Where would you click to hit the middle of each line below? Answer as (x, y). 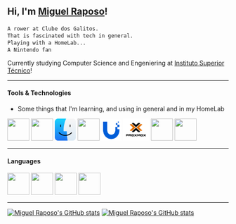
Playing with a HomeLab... (47, 43)
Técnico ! (20, 70)
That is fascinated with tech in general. (70, 36)
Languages (24, 161)
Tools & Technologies (39, 93)
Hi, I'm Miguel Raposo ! (58, 12)
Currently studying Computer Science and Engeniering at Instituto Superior (116, 63)
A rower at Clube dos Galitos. (53, 29)
